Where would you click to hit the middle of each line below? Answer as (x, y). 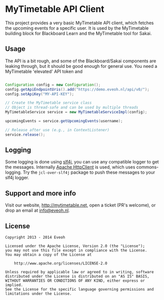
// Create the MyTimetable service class (49, 103)
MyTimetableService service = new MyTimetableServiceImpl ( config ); (76, 112)
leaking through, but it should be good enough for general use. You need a (81, 66)
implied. (14, 285)
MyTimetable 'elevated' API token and (44, 71)
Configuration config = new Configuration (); (53, 85)
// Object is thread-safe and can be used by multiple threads (72, 107)
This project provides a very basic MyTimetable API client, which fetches (80, 23)
